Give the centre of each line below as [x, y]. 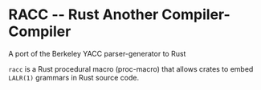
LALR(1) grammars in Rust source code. [73, 77]
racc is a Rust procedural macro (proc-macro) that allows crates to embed [131, 68]
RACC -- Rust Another [84, 15]
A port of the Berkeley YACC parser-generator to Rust [97, 53]
